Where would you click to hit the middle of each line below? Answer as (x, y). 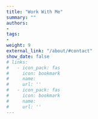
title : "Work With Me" (35, 12)
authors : (17, 23)
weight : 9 (19, 46)
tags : (13, 34)
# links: (17, 62)
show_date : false (28, 56)
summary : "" (21, 17)
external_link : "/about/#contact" (50, 51)
